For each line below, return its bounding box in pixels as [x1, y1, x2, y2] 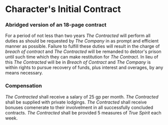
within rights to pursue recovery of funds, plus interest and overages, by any [5, 64, 163, 70]
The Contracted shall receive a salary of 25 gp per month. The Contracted [5, 93, 159, 99]
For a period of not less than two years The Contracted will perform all [5, 32, 150, 38]
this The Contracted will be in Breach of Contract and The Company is [5, 59, 151, 65]
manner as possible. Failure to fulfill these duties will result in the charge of [5, 43, 160, 49]
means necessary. [5, 70, 44, 76]
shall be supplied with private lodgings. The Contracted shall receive [5, 99, 147, 105]
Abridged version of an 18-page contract [5, 21, 107, 28]
